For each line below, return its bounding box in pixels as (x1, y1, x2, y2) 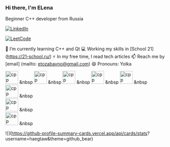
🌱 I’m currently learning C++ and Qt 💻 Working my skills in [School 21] (5, 46, 154, 52)
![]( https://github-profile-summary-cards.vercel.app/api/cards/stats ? (5, 130, 150, 137)
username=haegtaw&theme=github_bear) (5, 136, 93, 142)
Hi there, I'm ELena (5, 4, 53, 11)
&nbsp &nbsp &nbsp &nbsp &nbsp (19, 79, 148, 86)
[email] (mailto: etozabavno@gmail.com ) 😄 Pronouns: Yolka (5, 61, 132, 67)
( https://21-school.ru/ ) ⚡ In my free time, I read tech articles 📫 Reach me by (5, 53, 165, 60)
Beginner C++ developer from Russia (5, 16, 83, 22)
